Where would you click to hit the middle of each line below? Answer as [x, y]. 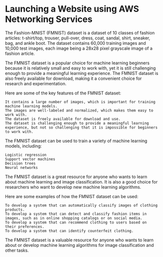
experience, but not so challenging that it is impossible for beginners [81, 128]
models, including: [24, 146]
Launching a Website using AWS [72, 9]
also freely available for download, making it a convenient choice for [73, 78]
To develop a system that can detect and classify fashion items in [76, 214]
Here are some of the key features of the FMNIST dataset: [63, 93]
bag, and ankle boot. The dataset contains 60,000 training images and [75, 43]
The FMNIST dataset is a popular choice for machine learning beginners [77, 63]
